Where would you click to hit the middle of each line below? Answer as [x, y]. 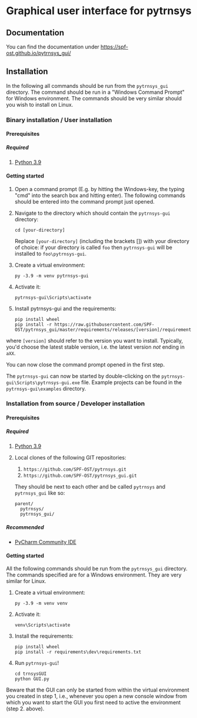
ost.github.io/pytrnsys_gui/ [39, 53]
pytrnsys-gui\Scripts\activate [53, 297]
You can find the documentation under [53, 47]
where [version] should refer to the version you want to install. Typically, [95, 340]
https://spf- [114, 47]
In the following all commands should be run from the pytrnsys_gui [87, 86]
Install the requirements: [44, 636]
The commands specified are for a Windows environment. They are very [94, 575]
